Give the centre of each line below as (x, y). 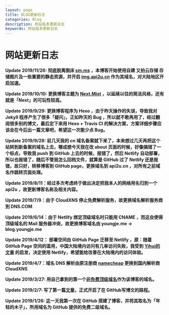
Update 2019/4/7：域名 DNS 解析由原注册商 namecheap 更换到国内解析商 (83, 263)
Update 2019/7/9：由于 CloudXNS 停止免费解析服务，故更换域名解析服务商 (84, 200)
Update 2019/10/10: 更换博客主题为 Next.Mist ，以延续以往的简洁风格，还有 (85, 94)
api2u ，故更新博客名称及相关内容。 (43, 189)
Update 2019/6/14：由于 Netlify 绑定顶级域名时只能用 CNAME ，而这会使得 (84, 217)
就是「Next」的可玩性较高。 (35, 100)
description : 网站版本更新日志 (35, 24)
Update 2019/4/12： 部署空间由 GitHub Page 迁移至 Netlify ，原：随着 (79, 240)
